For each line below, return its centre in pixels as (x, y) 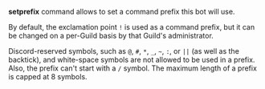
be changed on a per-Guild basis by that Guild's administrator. (111, 36)
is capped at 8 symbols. (48, 77)
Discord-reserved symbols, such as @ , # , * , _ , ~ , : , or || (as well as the (124, 51)
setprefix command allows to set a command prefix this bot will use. (122, 12)
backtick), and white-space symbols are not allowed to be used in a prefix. (132, 60)
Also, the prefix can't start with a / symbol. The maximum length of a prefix (132, 68)
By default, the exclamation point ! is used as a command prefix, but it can (132, 27)
